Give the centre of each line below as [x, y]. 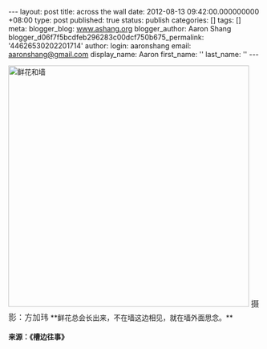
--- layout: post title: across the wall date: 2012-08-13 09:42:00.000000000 [133, 12]
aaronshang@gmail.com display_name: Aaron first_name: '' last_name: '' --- [133, 54]
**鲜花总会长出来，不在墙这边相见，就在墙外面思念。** [142, 318]
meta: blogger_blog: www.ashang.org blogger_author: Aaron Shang [120, 29]
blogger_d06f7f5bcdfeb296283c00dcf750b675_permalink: [106, 37]
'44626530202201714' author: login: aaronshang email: [100, 46]
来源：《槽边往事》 [38, 337]
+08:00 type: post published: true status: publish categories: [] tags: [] [125, 20]
